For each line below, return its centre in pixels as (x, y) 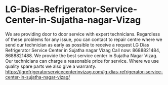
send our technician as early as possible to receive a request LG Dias (77, 45)
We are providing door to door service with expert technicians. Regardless (83, 34)
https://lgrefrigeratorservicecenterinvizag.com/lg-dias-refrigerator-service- (84, 71)
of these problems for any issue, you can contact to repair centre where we (84, 39)
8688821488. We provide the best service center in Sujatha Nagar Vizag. (81, 55)
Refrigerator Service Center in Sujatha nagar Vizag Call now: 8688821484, (83, 50)
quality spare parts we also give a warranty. (51, 66)
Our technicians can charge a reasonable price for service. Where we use (82, 61)
